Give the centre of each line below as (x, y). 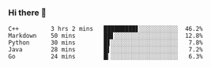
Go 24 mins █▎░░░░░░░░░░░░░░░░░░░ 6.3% (105, 57)
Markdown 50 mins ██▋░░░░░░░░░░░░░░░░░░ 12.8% (105, 36)
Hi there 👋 (28, 13)
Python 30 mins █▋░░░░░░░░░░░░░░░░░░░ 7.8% (105, 43)
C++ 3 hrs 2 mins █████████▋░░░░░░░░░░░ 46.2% (105, 29)
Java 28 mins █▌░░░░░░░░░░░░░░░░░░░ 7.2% (105, 50)
